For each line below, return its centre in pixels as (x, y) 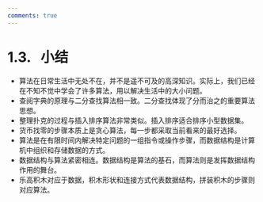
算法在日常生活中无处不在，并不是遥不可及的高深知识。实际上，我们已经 (137, 81)
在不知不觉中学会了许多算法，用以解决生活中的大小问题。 (112, 90)
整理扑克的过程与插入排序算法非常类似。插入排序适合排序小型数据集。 (133, 120)
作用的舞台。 (40, 170)
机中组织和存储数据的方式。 (64, 150)
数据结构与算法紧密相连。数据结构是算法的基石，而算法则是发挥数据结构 (137, 160)
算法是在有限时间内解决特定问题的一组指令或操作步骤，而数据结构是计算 (137, 140)
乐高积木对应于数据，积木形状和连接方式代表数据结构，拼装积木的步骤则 (137, 180)
